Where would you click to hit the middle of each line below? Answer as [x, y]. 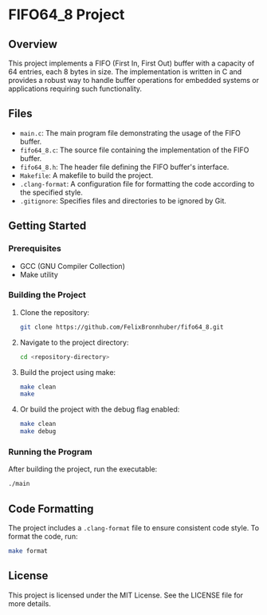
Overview [33, 44]
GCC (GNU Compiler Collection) [73, 266]
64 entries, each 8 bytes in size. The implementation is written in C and [125, 72]
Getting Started [47, 226]
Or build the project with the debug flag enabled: [100, 409]
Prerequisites [35, 249]
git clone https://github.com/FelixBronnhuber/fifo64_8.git [122, 327]
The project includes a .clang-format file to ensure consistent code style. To [134, 528]
